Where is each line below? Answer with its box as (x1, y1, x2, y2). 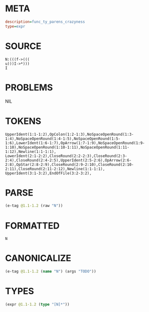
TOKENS (5, 116, 42, 126)
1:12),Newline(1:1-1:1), (5, 149, 56, 154)
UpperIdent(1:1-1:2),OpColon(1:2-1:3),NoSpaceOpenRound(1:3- (5, 132, 134, 137)
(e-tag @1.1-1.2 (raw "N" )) (5, 203, 63, 208)
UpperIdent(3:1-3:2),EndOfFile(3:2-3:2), (5, 171, 92, 176)
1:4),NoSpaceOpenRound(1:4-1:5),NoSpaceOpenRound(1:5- (5, 136, 121, 141)
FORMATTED (5, 220, 60, 231)
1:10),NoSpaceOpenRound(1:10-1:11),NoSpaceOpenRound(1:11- (5, 145, 130, 150)
